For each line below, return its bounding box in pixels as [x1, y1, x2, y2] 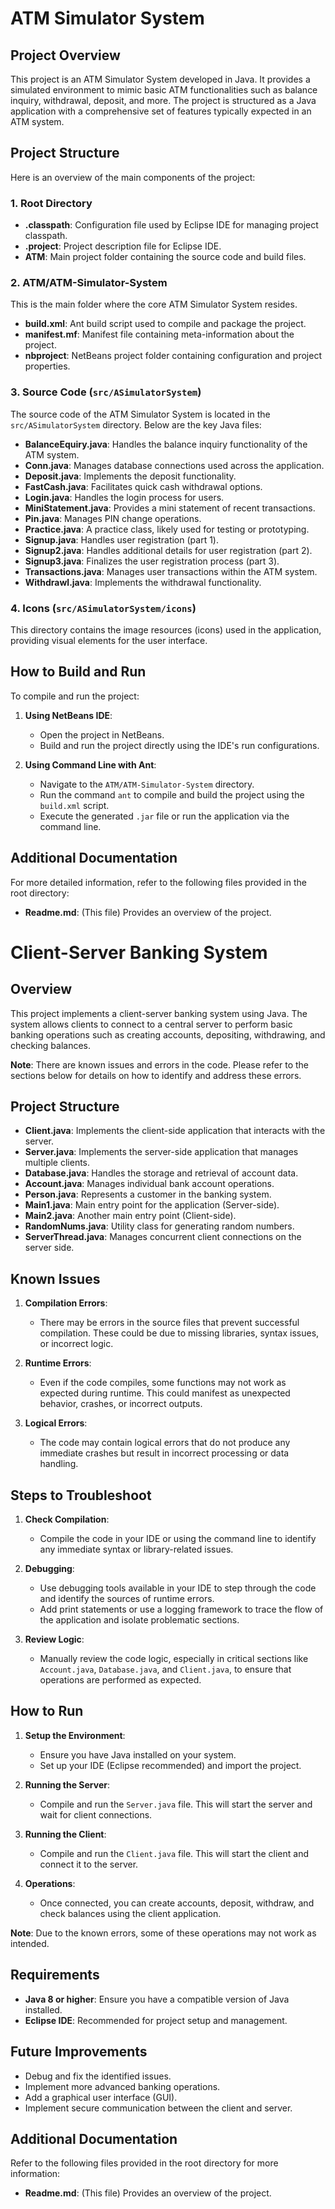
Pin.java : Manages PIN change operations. [24, 512, 202, 524]
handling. [39, 1458, 79, 1470]
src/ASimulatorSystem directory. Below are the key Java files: [10, 418, 262, 431]
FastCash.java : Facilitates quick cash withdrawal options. [24, 480, 263, 492]
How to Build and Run [10, 663, 147, 681]
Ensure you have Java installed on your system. [39, 1748, 237, 1761]
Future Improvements [10, 2043, 148, 2061]
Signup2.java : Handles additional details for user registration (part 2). [24, 544, 313, 556]
